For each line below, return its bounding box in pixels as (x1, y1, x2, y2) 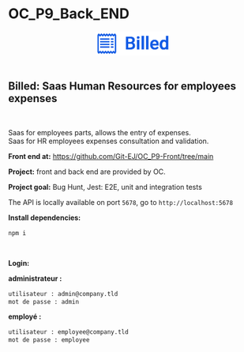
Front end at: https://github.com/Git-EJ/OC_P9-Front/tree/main (8, 152, 214, 161)
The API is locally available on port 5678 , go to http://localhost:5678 (8, 198, 234, 207)
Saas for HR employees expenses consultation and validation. (8, 136, 209, 146)
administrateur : (8, 274, 62, 283)
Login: (8, 259, 30, 268)
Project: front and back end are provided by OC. (8, 167, 166, 176)
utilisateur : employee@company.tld (8, 328, 129, 336)
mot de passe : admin (8, 298, 80, 306)
